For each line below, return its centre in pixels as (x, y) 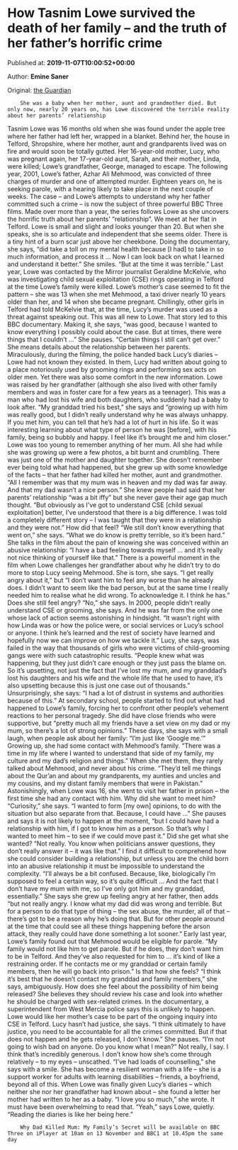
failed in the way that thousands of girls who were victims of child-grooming (119, 648)
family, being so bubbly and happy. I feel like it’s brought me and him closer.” (119, 437)
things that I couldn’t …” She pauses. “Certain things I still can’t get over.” (114, 339)
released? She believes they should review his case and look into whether (115, 994)
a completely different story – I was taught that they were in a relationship (114, 520)
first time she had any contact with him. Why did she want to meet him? (112, 798)
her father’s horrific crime (85, 43)
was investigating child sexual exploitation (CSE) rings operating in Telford (116, 279)
